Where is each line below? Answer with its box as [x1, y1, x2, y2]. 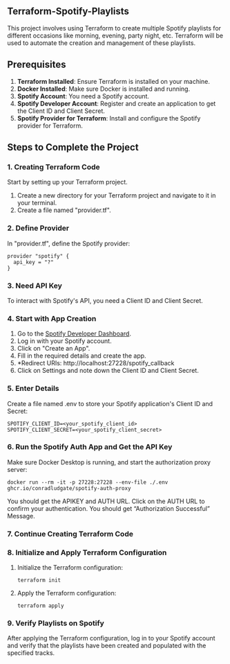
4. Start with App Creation [7, 313, 97, 323]
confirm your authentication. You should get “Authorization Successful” [7, 504, 211, 512]
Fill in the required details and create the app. [17, 351, 146, 360]
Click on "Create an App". [17, 344, 90, 353]
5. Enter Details [7, 384, 60, 394]
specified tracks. [7, 649, 55, 657]
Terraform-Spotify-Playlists [7, 6, 130, 17]
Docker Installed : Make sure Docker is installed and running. [17, 85, 191, 93]
